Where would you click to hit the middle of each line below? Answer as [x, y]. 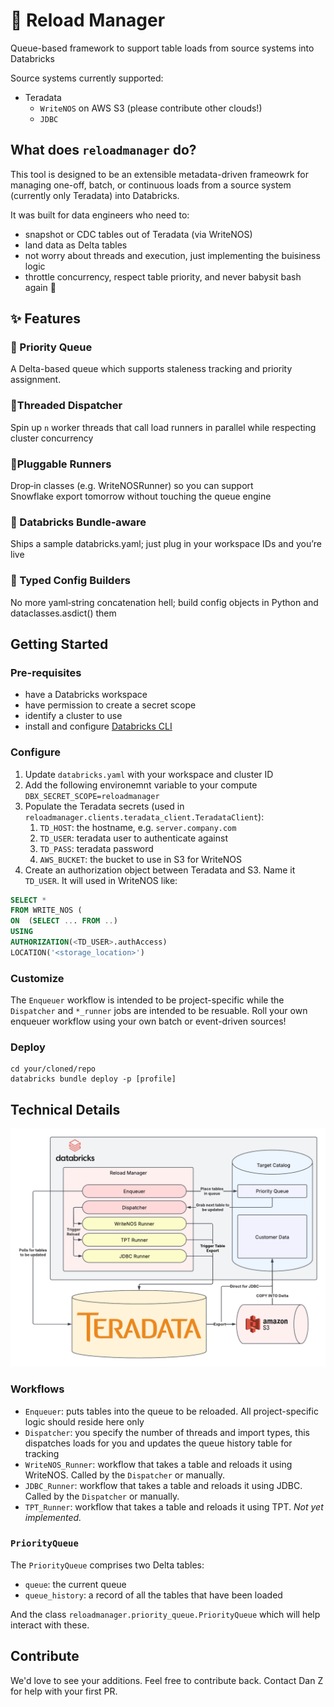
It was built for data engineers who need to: [100, 215]
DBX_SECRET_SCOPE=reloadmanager [92, 796]
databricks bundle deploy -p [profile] [93, 1079]
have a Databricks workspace [86, 695]
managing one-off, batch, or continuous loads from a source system [151, 185]
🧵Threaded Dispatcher [66, 406]
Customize [37, 978]
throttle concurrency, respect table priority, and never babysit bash [163, 276]
